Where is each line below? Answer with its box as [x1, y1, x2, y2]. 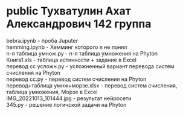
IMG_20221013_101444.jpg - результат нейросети [6, 95, 132, 102]
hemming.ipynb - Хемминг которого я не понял [6, 43, 127, 51]
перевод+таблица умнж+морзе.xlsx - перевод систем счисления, [6, 81, 178, 89]
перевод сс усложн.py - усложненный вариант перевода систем [6, 62, 175, 70]
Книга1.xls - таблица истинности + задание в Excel [6, 56, 137, 63]
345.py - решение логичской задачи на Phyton [6, 101, 127, 108]
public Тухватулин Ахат [6, 4, 131, 18]
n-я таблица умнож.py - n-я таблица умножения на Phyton [6, 49, 158, 57]
